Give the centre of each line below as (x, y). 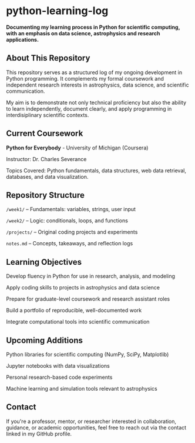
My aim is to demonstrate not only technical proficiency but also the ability (96, 102)
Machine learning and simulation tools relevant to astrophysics (82, 389)
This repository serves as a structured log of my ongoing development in (94, 72)
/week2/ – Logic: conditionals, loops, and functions (67, 221)
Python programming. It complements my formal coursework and (85, 78)
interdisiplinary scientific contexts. (48, 115)
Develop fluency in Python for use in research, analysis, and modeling (90, 276)
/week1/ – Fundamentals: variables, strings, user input (71, 209)
